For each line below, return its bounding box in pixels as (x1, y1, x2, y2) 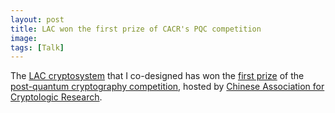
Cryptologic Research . (10, 91, 103, 103)
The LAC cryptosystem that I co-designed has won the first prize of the (10, 70, 305, 82)
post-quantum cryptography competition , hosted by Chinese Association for (10, 81, 325, 93)
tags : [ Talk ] (10, 42, 65, 53)
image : (10, 33, 38, 43)
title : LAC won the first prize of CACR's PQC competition (10, 24, 262, 34)
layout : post (10, 14, 65, 25)
